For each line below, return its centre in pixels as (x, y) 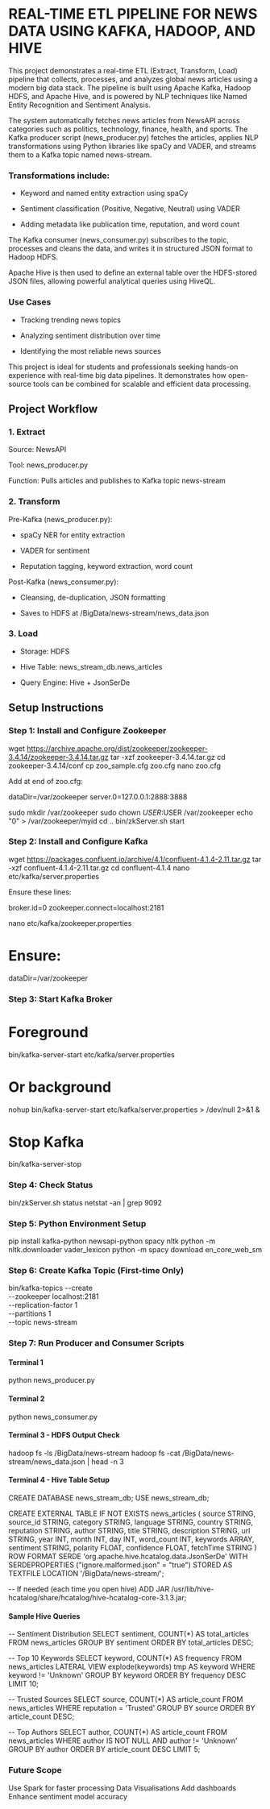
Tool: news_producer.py (48, 465)
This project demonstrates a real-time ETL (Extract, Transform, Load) (123, 70)
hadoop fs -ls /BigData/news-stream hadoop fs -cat (95, 1453)
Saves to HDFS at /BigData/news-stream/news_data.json (114, 612)
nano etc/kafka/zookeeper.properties (70, 923)
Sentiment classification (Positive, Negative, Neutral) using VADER (130, 209)
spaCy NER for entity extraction (73, 535)
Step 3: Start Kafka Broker (60, 998)
